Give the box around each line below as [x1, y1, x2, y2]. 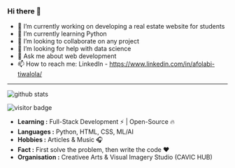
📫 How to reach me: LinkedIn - [17, 59, 108, 69]
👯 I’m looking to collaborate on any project [17, 37, 140, 45]
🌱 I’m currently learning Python [17, 29, 107, 38]
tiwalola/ [17, 70, 43, 78]
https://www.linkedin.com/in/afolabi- [109, 59, 215, 69]
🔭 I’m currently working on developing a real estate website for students [17, 22, 225, 31]
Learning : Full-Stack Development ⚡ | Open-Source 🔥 [17, 118, 175, 126]
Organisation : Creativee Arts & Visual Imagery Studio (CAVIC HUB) [17, 153, 213, 162]
